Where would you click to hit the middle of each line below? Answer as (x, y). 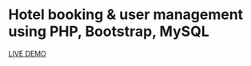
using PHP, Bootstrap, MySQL (109, 31)
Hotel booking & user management (126, 15)
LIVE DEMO (27, 53)
